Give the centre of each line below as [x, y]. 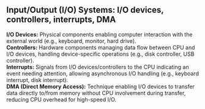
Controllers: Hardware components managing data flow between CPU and [101, 47]
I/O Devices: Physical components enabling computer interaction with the [99, 34]
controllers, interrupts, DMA [61, 20]
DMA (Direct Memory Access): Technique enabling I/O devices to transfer [100, 86]
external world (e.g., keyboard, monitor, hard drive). [71, 41]
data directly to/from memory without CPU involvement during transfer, [96, 93]
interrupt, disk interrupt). [37, 80]
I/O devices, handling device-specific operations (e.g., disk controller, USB [100, 54]
